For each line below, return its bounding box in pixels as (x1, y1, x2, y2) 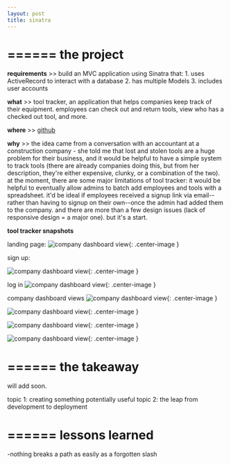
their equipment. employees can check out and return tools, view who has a (7, 105, 224, 113)
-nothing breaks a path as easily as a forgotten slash (7, 450, 157, 459)
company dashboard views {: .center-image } (7, 294, 218, 302)
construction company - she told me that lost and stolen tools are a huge (7, 147, 215, 155)
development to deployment (7, 402, 88, 411)
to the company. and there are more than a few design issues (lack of (7, 206, 206, 214)
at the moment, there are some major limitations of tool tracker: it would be (7, 177, 221, 185)
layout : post (7, 10, 45, 17)
